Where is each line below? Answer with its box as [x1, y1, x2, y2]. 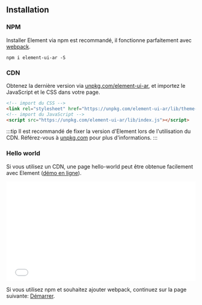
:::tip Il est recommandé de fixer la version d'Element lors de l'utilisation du [6, 128, 191, 135]
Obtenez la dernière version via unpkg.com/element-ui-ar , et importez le [6, 82, 186, 89]
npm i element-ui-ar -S [6, 54, 66, 61]
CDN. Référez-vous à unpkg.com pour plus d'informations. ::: [6, 134, 158, 141]
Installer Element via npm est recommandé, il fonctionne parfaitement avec [6, 36, 192, 44]
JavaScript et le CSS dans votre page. [6, 88, 100, 96]
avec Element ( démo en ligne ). [6, 169, 82, 176]
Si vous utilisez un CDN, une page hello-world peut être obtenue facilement [6, 162, 194, 170]
